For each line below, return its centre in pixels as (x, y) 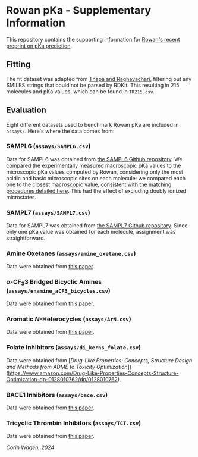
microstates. (21, 197)
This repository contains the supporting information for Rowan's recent (93, 39)
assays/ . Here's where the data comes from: (60, 131)
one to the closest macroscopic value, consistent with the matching (89, 184)
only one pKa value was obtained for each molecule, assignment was (91, 232)
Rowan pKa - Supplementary (79, 10)
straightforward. (26, 238)
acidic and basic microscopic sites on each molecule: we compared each (96, 178)
